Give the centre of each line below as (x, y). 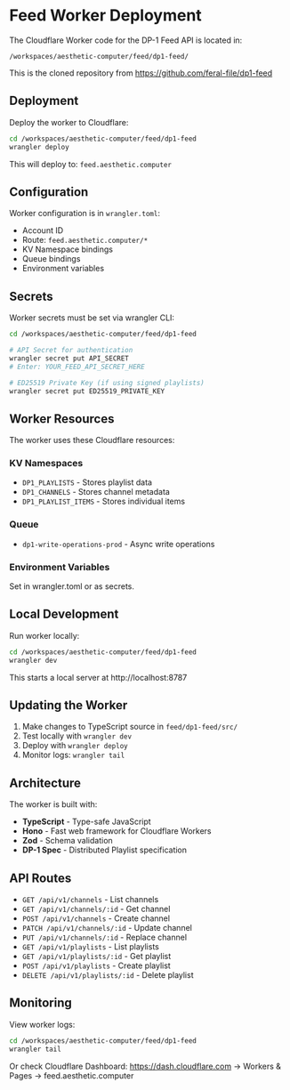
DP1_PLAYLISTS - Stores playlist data (87, 482)
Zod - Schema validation (67, 841)
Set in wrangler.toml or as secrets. (72, 586)
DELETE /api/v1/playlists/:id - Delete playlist (108, 975)
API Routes (40, 878)
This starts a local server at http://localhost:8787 (98, 677)
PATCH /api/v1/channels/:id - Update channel (107, 928)
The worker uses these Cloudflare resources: (92, 440)
